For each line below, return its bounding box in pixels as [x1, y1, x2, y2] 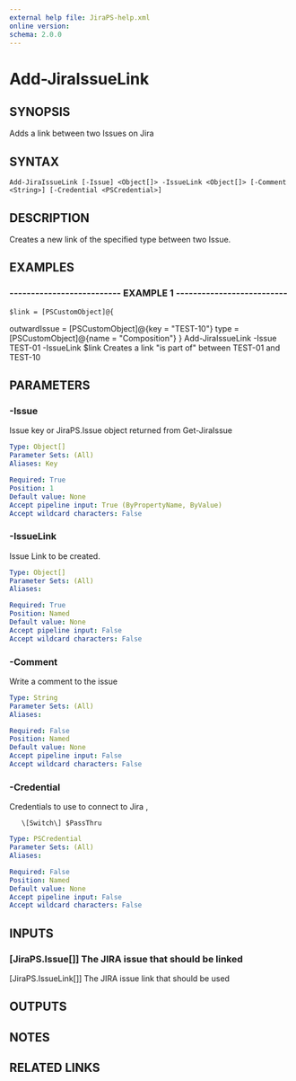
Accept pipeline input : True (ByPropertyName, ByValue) [9, 501, 222, 509]
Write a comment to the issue [9, 676, 118, 687]
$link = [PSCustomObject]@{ [9, 307, 115, 316]
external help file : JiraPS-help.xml [9, 13, 151, 22]
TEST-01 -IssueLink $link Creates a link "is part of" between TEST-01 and [9, 342, 281, 353]
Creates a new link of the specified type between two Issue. [9, 235, 231, 244]
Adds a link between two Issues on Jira [9, 128, 154, 139]
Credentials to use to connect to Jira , [9, 802, 149, 812]
